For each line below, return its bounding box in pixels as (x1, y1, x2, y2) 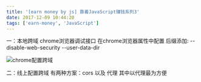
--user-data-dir (61, 44, 100, 51)
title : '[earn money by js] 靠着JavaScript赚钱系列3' (6, 8, 140, 15)
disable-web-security (6, 44, 61, 51)
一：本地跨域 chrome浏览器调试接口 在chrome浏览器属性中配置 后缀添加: (6, 37, 189, 45)
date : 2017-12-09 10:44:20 (6, 14, 75, 20)
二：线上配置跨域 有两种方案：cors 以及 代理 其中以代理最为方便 (6, 69, 167, 77)
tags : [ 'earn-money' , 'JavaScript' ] (6, 20, 99, 26)
